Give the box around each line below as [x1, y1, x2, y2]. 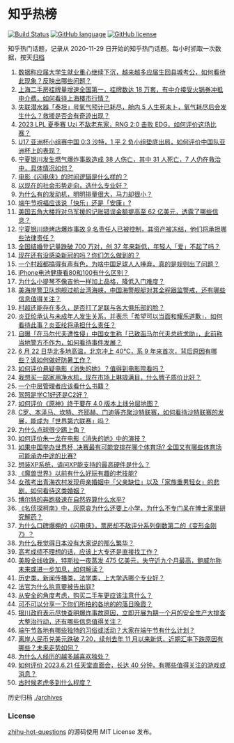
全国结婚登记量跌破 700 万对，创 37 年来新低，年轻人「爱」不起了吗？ [17, 242, 221, 250]
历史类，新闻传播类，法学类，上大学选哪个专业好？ [17, 573, 165, 582]
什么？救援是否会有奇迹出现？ [24, 111, 110, 119]
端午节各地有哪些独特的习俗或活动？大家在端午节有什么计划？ [17, 626, 196, 634]
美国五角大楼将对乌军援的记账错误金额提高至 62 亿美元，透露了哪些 [17, 207, 212, 216]
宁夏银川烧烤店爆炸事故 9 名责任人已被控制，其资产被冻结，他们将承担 [17, 225, 221, 233]
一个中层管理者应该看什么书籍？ [17, 382, 110, 390]
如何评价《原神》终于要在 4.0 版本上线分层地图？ [17, 399, 159, 407]
